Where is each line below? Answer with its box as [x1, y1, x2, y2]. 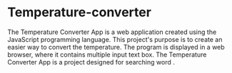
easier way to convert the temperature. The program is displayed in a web [7, 43, 225, 51]
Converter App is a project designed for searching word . [7, 57, 175, 66]
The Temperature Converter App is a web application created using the [7, 28, 217, 36]
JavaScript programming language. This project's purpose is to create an [7, 35, 223, 43]
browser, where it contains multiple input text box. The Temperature [7, 50, 207, 59]
